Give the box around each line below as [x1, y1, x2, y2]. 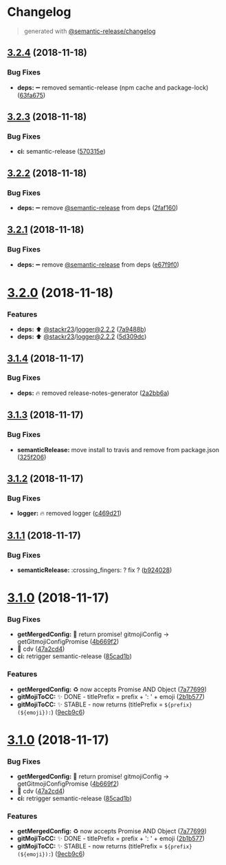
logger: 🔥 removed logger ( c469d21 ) [16, 509, 122, 518]
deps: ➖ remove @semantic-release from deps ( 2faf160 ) [16, 204, 179, 212]
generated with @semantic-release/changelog [23, 27, 156, 35]
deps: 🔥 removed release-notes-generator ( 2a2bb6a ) [16, 389, 170, 397]
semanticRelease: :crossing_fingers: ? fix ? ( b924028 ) [16, 566, 172, 574]
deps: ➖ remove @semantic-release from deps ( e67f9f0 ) [16, 260, 180, 269]
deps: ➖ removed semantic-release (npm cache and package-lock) [16, 83, 209, 92]
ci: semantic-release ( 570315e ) [16, 147, 106, 156]
